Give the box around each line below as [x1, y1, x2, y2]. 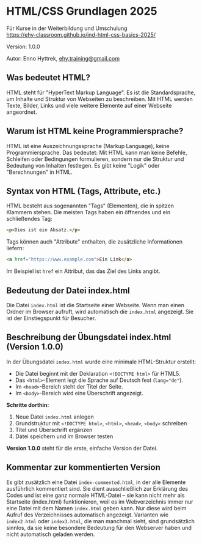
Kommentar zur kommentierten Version [6, 462, 161, 472]
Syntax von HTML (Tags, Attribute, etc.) [6, 185, 161, 196]
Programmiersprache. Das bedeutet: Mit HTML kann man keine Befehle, [6, 149, 187, 156]
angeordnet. [6, 108, 37, 116]
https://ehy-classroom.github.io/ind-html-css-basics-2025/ [6, 31, 156, 38]
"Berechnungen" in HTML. [6, 168, 73, 176]
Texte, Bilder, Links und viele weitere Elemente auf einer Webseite [6, 102, 172, 109]
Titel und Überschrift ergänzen [15, 426, 93, 433]
